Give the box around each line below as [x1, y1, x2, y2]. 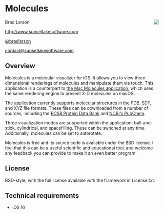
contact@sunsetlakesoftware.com [5, 48, 74, 53]
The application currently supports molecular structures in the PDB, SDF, [5, 100, 151, 106]
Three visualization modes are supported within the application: [5, 119, 133, 125]
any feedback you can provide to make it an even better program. [5, 150, 137, 156]
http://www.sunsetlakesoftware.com [5, 28, 78, 34]
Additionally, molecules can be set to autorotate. [5, 130, 102, 136]
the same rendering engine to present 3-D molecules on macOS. [5, 90, 135, 96]
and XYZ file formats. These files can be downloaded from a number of [5, 105, 148, 111]
